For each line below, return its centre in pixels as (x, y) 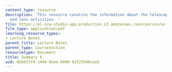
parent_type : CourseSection (35, 48)
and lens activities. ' (35, 19)
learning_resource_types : (33, 33)
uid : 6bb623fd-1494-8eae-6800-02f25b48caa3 (52, 62)
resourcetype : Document (31, 52)
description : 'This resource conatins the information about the (76, 15)
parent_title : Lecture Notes (36, 43)
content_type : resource (31, 10)
